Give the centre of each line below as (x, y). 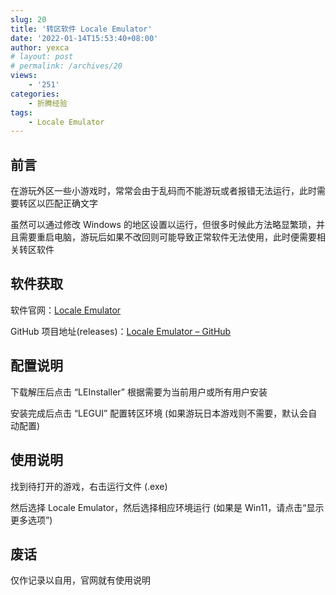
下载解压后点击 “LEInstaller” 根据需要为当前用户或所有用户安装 (139, 392)
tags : (21, 112)
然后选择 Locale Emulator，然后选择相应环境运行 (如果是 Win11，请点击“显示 (167, 507)
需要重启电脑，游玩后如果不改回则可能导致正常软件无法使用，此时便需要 (167, 237)
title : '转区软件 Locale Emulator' (81, 29)
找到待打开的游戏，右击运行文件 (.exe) (89, 486)
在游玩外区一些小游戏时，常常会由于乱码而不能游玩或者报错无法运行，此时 (163, 191)
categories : (35, 94)
